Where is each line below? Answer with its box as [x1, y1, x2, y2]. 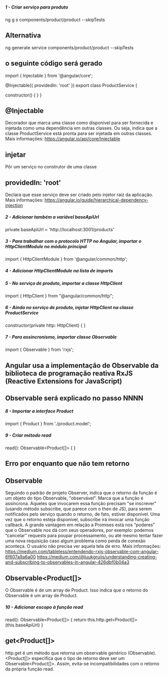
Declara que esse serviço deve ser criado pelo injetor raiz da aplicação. [5, 191, 153, 198]
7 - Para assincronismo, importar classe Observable [5, 334, 117, 340]
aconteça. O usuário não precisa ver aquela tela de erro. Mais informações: [5, 543, 161, 549]
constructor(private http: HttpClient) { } [5, 322, 86, 329]
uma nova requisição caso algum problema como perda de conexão [5, 538, 146, 544]
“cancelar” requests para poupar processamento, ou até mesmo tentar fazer [5, 533, 163, 539]
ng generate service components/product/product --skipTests [5, 44, 134, 50]
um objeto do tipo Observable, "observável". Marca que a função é [5, 495, 144, 501]
